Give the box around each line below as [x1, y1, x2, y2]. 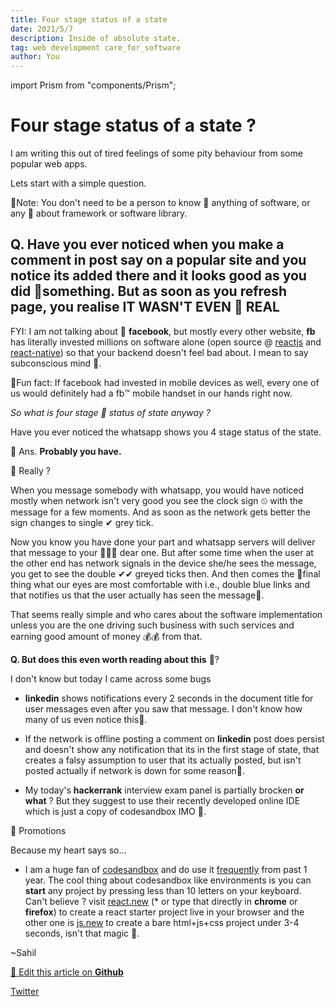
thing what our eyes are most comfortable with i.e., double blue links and [10, 578, 311, 590]
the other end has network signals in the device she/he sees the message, [10, 557, 317, 569]
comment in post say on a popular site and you [10, 252, 307, 269]
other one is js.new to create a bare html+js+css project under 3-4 [24, 916, 300, 928]
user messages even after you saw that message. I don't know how [24, 702, 303, 715]
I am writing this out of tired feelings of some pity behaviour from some [10, 147, 303, 160]
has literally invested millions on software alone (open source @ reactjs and [10, 336, 322, 348]
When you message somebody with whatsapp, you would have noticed [10, 484, 305, 496]
